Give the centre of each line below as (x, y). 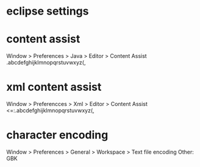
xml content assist (54, 87)
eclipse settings (48, 11)
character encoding (57, 135)
